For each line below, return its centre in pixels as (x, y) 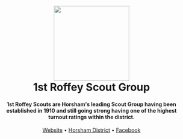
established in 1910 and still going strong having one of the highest (91, 110)
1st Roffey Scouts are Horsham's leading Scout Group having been (91, 104)
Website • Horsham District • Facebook (91, 130)
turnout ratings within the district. (91, 117)
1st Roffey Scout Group (91, 87)
